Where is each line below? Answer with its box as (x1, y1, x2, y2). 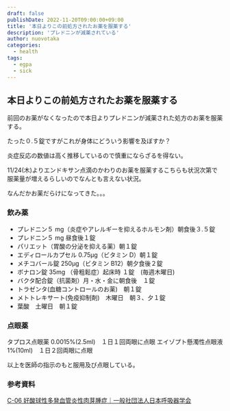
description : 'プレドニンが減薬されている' (7, 29, 120, 36)
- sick (13, 67, 32, 74)
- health (13, 49, 38, 55)
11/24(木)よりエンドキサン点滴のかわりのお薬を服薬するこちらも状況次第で (7, 166, 218, 175)
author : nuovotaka (7, 36, 60, 42)
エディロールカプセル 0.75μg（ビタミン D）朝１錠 (16, 251, 158, 259)
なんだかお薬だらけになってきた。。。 (7, 189, 109, 197)
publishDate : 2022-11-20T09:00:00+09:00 (7, 16, 125, 23)
